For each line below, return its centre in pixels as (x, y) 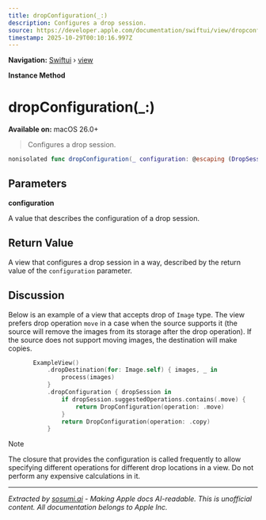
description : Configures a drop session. (78, 23)
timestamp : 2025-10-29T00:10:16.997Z (70, 38)
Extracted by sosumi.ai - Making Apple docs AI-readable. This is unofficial (130, 499)
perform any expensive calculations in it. (74, 476)
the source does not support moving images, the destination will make (123, 340)
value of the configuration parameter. (70, 271)
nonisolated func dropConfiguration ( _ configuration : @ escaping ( (120, 159)
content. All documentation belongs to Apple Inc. (88, 507)
